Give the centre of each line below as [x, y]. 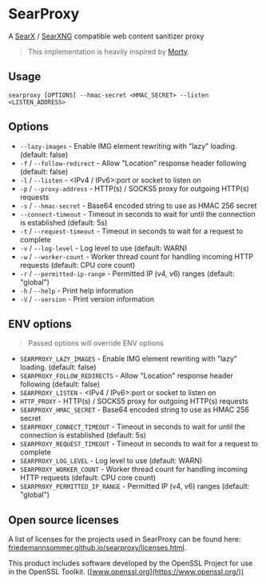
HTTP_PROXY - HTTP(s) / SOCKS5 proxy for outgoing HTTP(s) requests [134, 402]
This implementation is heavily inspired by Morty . [109, 51]
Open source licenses [64, 520]
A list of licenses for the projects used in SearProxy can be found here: [125, 539]
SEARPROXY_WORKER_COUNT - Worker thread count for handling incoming [133, 470]
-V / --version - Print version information [87, 299]
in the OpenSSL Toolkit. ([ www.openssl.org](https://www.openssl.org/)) [126, 572]
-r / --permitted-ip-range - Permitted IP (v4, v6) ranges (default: [127, 274]
